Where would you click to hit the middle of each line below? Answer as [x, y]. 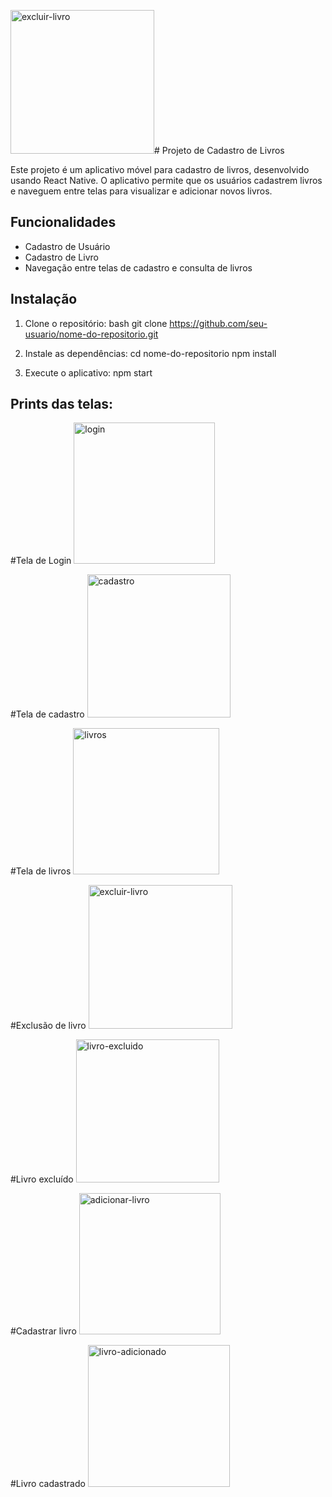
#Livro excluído [42, 1179]
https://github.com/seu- [218, 323]
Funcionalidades [63, 222]
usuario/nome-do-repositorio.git [91, 334]
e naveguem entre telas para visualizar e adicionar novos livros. [141, 191]
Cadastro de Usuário [67, 246]
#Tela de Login [41, 561]
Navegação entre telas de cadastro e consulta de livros [138, 267]
